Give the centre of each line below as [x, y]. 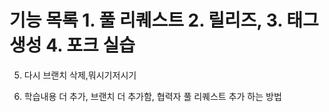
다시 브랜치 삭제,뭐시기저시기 [80, 75]
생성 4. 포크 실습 [72, 45]
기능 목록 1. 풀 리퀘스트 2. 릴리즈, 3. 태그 [164, 20]
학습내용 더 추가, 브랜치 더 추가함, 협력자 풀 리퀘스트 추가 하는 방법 [152, 96]
